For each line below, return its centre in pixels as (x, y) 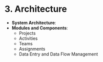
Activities (28, 38)
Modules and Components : (40, 28)
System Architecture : (34, 23)
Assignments (32, 49)
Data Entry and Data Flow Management (58, 54)
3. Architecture (36, 9)
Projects (27, 33)
